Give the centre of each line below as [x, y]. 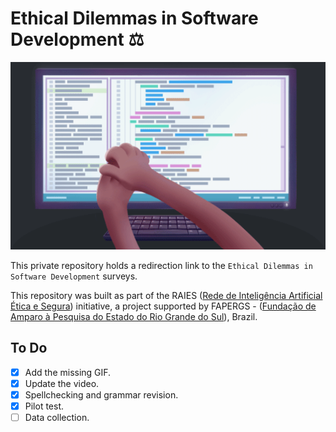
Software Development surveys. [74, 276]
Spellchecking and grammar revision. [101, 394]
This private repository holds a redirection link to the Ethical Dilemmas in [161, 265]
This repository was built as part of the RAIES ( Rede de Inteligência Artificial [166, 295]
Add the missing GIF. [68, 372]
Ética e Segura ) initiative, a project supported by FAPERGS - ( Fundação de [163, 306]
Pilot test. [44, 406]
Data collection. [57, 417]
